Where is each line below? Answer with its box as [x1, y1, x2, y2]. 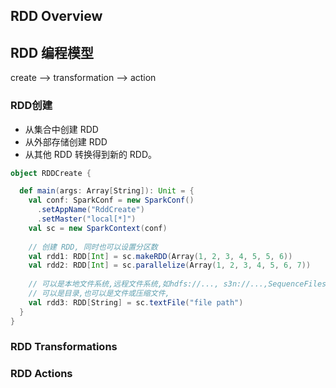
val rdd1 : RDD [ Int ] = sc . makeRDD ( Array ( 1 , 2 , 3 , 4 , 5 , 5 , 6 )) [28, 251, 293, 261]
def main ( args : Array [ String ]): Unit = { [19, 186, 195, 196]
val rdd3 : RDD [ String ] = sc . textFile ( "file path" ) [28, 297, 244, 308]
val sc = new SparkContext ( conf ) [28, 223, 168, 233]
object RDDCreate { [10, 168, 92, 178]
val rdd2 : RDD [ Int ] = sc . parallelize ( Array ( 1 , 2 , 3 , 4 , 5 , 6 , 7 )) [28, 260, 312, 271]
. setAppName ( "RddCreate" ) [36, 205, 145, 215]
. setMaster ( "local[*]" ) [36, 214, 137, 224]
